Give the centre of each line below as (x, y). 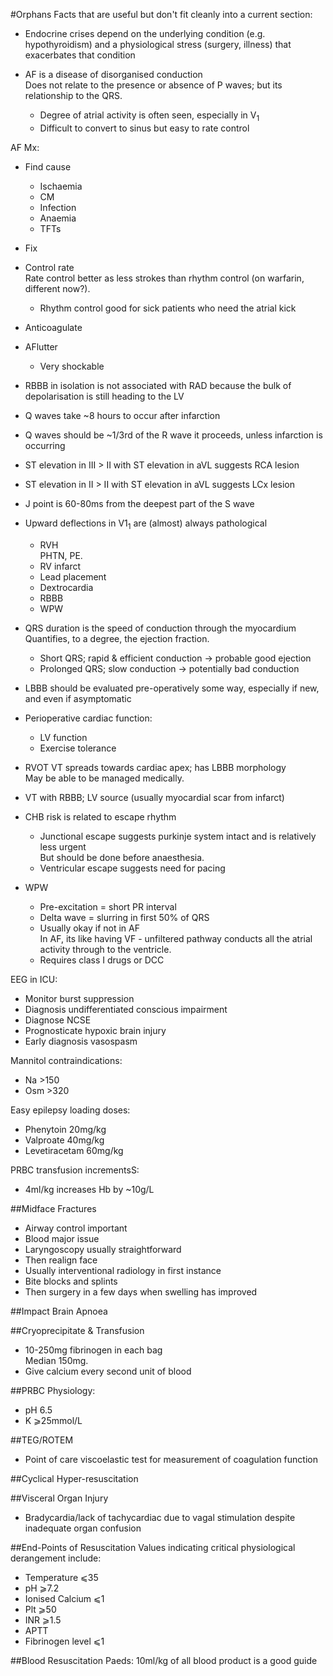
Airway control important (76, 1228)
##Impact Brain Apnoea (59, 1311)
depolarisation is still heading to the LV (104, 396)
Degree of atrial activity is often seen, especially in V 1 (149, 116)
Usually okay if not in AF (89, 928)
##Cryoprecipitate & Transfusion (77, 1330)
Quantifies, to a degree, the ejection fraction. (117, 638)
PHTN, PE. (61, 555)
